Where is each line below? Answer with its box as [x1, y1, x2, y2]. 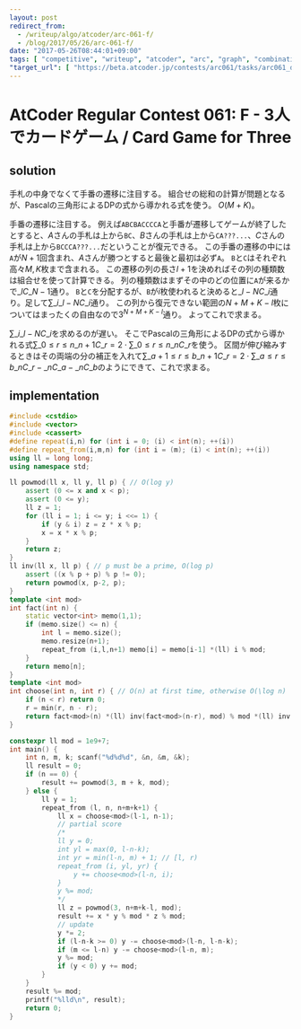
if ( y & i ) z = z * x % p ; [41, 520, 142, 529]
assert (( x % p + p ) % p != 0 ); [25, 570, 146, 579]
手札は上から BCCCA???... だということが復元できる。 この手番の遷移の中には [9, 241, 291, 251]
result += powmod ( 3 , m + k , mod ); [41, 778, 170, 787]
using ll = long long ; [9, 453, 94, 462]
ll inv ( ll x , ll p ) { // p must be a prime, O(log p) [9, 562, 215, 571]
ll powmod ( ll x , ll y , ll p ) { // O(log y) [9, 478, 175, 488]
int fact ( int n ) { [9, 603, 78, 612]
